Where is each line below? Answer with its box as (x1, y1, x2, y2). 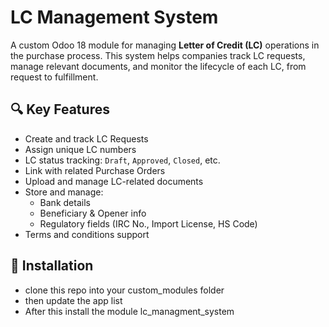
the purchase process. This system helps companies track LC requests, (10, 49, 306, 61)
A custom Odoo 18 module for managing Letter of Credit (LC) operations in (10, 39, 320, 51)
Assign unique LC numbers (24, 143, 137, 155)
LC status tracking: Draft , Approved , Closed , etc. (24, 154, 221, 166)
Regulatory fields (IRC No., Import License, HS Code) (39, 217, 258, 230)
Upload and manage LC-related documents (24, 175, 204, 187)
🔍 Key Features (10, 101, 110, 118)
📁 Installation (10, 257, 94, 275)
